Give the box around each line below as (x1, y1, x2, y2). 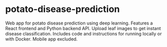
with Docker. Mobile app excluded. (5, 36, 78, 42)
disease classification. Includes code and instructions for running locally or (5, 30, 162, 36)
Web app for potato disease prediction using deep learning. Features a (5, 20, 153, 26)
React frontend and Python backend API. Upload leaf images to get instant (5, 25, 161, 31)
